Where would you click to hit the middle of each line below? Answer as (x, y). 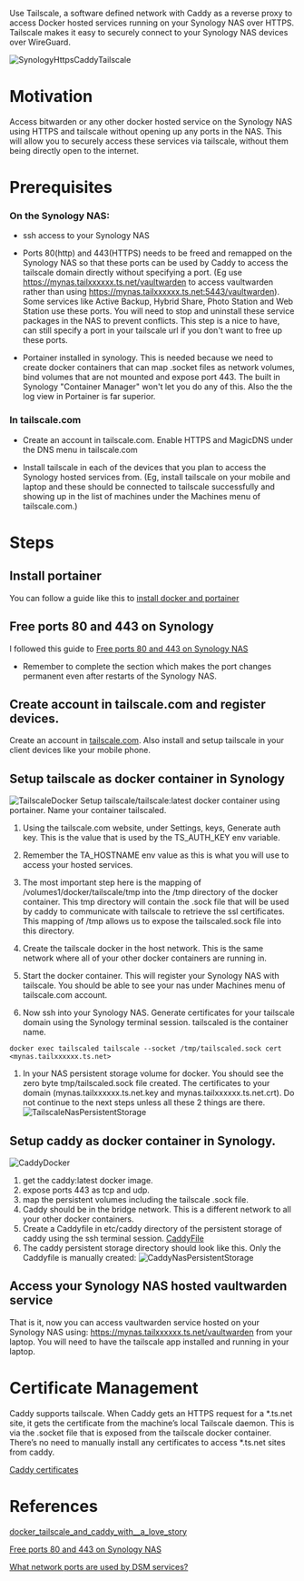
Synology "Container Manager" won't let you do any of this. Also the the (157, 387)
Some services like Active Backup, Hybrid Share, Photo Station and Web (157, 302)
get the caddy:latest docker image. (88, 1180)
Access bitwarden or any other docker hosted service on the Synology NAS (151, 121)
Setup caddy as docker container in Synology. (143, 1141)
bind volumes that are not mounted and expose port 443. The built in (152, 378)
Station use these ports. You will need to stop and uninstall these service (158, 311)
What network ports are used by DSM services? (99, 1566)
